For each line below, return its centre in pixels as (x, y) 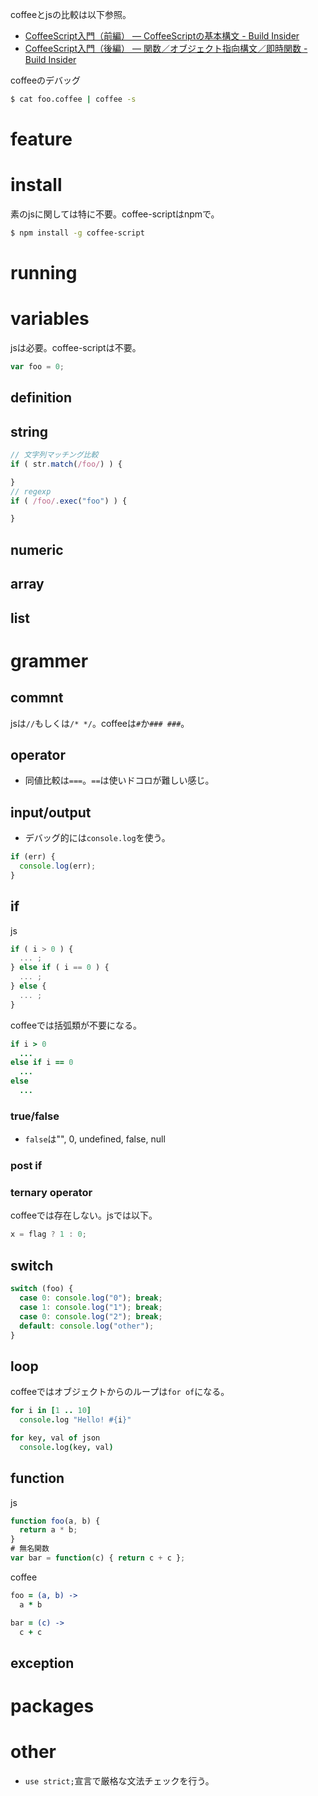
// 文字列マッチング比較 (54, 455)
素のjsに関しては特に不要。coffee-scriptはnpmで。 (115, 214)
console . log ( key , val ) (66, 1447)
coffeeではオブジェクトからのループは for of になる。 (120, 1392)
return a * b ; (48, 1530)
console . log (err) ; (58, 866)
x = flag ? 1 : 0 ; (48, 1234)
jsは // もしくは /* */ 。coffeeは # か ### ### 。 (100, 723)
